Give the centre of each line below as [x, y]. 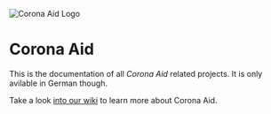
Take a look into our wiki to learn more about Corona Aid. [113, 100]
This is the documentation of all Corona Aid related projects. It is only [136, 73]
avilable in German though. [59, 83]
